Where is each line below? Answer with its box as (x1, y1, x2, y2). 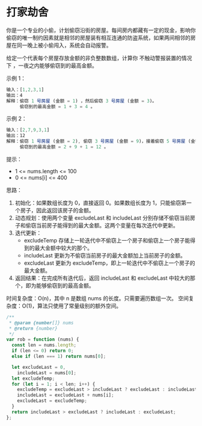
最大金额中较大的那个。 (34, 244, 93, 252)
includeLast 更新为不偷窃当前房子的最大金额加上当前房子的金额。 (23, 252, 186, 259)
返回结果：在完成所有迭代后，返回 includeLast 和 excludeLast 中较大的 (14, 274, 191, 282)
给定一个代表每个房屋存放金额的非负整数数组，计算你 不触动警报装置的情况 (6, 54, 192, 61)
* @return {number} (8, 326, 58, 332)
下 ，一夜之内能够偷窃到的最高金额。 (6, 61, 97, 69)
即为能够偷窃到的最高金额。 (25, 282, 94, 289)
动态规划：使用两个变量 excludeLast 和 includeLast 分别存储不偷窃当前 (14, 214, 191, 221)
